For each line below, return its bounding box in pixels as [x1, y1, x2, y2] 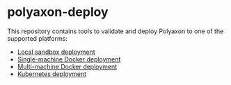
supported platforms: [7, 34, 68, 42]
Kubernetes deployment [17, 70, 87, 78]
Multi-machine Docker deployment [17, 62, 118, 70]
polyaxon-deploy [7, 4, 109, 20]
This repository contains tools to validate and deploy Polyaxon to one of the [7, 27, 224, 35]
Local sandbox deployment [17, 48, 95, 56]
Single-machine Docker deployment [17, 55, 121, 63]
